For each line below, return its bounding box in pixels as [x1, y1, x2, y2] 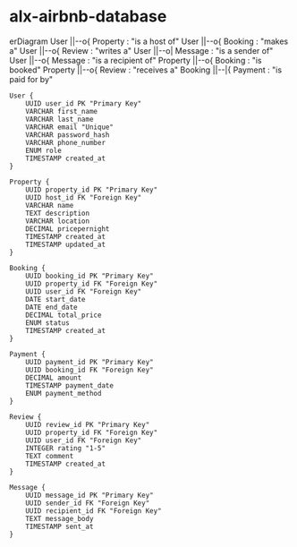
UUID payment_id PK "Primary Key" [25, 357, 154, 366]
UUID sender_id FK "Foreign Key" [25, 499, 150, 508]
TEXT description [25, 209, 90, 218]
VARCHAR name [25, 201, 74, 209]
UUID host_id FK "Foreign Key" [25, 192, 142, 202]
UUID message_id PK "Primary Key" [25, 491, 154, 500]
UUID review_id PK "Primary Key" [25, 420, 150, 429]
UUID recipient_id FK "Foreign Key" [25, 506, 163, 516]
